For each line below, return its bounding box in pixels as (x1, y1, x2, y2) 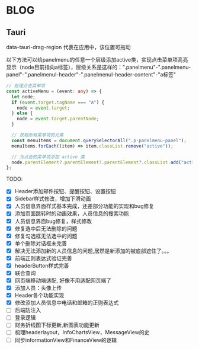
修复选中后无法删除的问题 (14, 225, 78, 232)
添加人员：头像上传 (14, 284, 62, 292)
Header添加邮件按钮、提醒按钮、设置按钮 (14, 188, 117, 195)
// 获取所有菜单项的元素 (11, 132, 64, 138)
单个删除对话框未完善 (14, 239, 67, 246)
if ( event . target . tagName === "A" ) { (11, 99, 105, 105)
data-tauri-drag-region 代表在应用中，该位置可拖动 (6, 44, 131, 50)
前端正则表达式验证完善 (14, 254, 72, 261)
